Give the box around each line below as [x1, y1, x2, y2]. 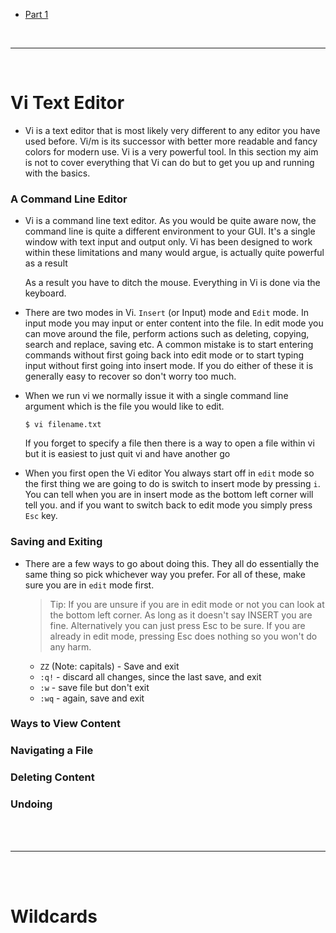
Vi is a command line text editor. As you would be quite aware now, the [24, 215, 317, 227]
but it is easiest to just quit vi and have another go [24, 448, 231, 460]
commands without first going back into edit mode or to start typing [24, 349, 304, 361]
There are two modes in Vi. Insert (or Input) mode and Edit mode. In [24, 307, 309, 319]
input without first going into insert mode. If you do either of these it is [24, 360, 314, 372]
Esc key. [24, 510, 58, 522]
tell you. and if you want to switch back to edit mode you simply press [24, 499, 313, 511]
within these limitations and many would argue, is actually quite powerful [24, 247, 325, 259]
